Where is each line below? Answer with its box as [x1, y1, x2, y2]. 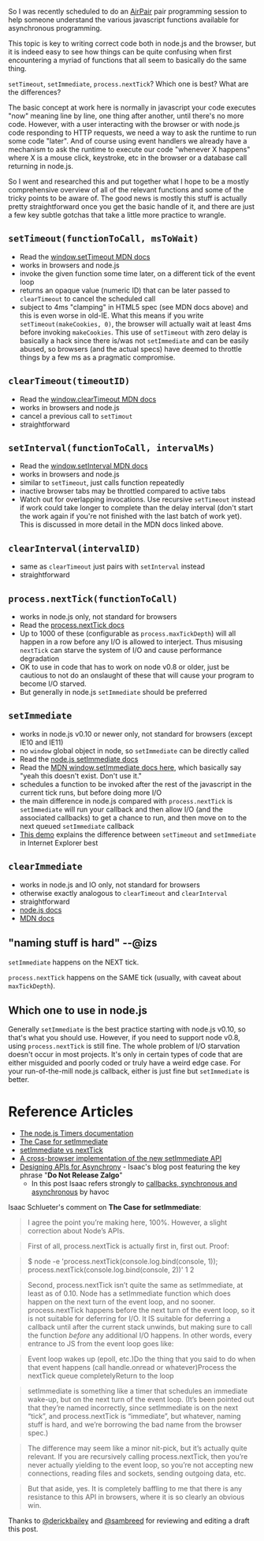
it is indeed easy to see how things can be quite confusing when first [8, 47, 232, 56]
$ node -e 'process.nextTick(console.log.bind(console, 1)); [27, 1257, 218, 1267]
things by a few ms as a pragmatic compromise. [19, 353, 176, 362]
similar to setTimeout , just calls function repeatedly [19, 478, 185, 487]
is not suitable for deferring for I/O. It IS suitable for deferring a [27, 1314, 231, 1323]
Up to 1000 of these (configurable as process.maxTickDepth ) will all [19, 629, 236, 638]
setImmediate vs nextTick [19, 1145, 104, 1155]
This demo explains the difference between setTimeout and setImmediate [19, 830, 256, 839]
